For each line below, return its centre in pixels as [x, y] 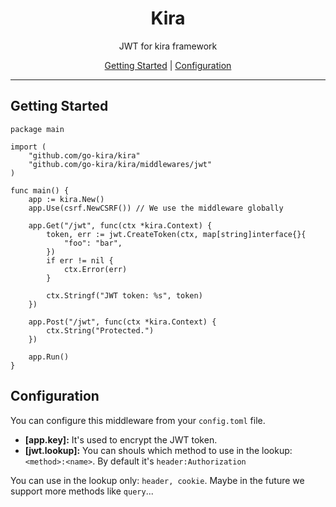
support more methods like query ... [82, 491]
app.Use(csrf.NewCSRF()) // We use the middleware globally [156, 208]
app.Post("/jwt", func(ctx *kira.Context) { [122, 322]
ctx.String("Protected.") [100, 330]
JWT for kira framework [168, 46]
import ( [28, 147]
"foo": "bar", [93, 243]
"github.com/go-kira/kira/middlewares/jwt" [120, 164]
